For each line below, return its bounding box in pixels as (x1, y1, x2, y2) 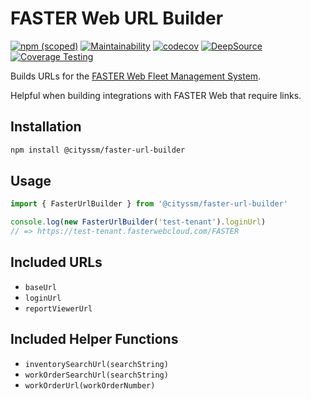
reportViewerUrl (24, 303, 93, 314)
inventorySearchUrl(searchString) (24, 359, 169, 369)
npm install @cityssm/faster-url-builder (10, 145, 186, 155)
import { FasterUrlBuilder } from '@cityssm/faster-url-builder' (10, 199, 288, 209)
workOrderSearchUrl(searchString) (24, 370, 169, 380)
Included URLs (10, 254, 103, 271)
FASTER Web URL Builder (10, 7, 224, 30)
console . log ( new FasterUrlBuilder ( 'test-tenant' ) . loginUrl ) (10, 217, 267, 227)
